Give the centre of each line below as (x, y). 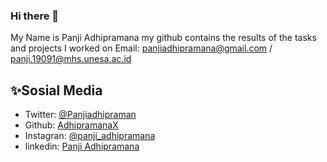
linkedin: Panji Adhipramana (82, 146)
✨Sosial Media (56, 90)
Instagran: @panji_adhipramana (90, 136)
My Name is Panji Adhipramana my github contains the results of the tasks (163, 38)
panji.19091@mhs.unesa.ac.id (71, 59)
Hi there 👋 (35, 16)
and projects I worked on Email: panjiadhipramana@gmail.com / (141, 48)
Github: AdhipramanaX (71, 125)
